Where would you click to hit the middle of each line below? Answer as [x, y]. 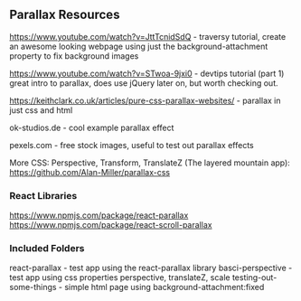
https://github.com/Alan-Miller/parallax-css [89, 172]
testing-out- [254, 277]
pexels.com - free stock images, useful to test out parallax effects [132, 145]
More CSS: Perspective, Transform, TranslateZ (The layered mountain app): [150, 163]
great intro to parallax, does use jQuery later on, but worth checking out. [144, 83]
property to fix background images [74, 56]
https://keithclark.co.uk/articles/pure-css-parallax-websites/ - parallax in [145, 100]
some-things [33, 287]
